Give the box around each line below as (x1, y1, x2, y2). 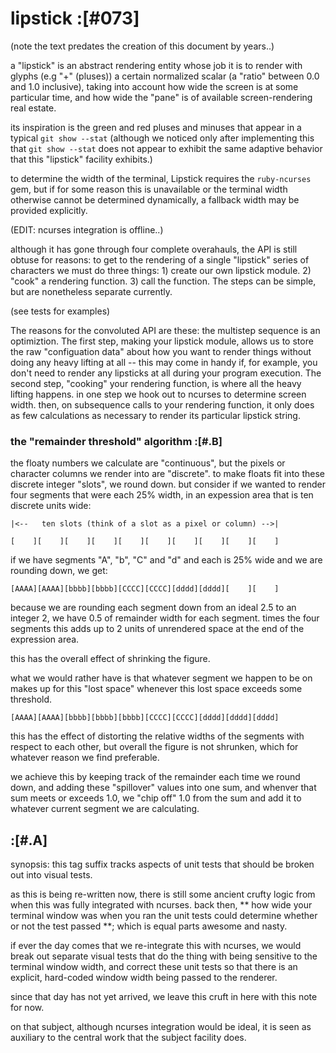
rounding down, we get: (10, 565, 108, 577)
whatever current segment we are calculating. (10, 803, 200, 815)
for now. (10, 1002, 45, 1014)
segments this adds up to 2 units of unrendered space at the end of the (10, 623, 305, 635)
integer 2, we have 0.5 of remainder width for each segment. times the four (10, 612, 320, 624)
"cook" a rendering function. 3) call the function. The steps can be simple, (10, 275, 317, 287)
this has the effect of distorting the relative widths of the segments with (10, 730, 305, 742)
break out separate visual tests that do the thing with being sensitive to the (10, 950, 318, 962)
